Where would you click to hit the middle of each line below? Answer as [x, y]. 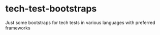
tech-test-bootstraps [51, 9]
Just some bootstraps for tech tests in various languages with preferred [81, 22]
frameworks [18, 27]
